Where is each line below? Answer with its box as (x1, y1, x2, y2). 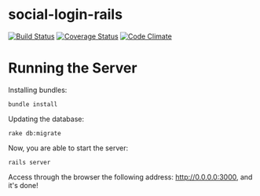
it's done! (8, 180, 38, 190)
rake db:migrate (8, 129, 61, 137)
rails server (8, 158, 51, 166)
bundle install (8, 100, 58, 108)
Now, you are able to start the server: (8, 143, 128, 153)
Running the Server (8, 59, 137, 77)
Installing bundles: (8, 85, 68, 94)
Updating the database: (8, 114, 85, 124)
